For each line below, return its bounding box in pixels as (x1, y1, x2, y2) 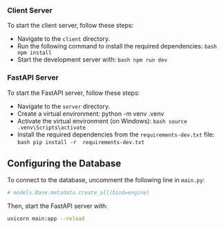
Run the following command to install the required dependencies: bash (17, 42, 218, 51)
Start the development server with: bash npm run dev (17, 55, 168, 64)
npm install (17, 49, 52, 57)
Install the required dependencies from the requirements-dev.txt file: (17, 130, 215, 139)
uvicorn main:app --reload (7, 216, 85, 222)
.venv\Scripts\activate (17, 124, 86, 131)
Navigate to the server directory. (17, 102, 111, 110)
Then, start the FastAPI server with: (7, 202, 109, 210)
